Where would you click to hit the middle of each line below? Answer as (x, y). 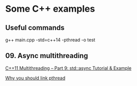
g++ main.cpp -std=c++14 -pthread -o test (50, 40)
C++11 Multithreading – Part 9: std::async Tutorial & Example (68, 68)
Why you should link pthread (35, 78)
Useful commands (35, 28)
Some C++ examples (50, 9)
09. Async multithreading (47, 56)
